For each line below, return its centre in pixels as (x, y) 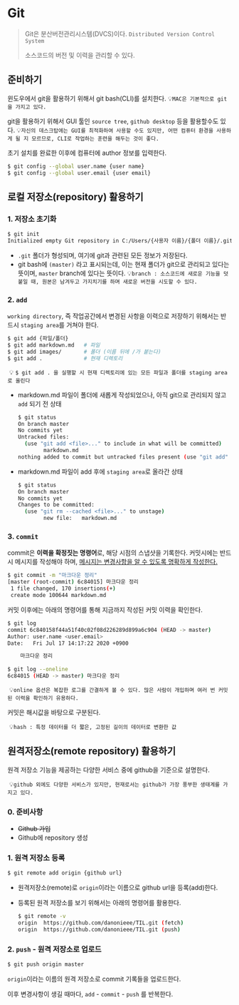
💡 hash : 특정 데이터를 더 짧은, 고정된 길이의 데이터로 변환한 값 (92, 726)
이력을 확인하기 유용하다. (47, 698)
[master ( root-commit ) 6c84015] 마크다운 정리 (73, 582)
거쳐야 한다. (83, 325)
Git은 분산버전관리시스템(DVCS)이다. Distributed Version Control (120, 34)
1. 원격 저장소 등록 (36, 857)
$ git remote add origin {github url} (65, 873)
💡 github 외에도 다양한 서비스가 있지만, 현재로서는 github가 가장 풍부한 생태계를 (115, 784)
